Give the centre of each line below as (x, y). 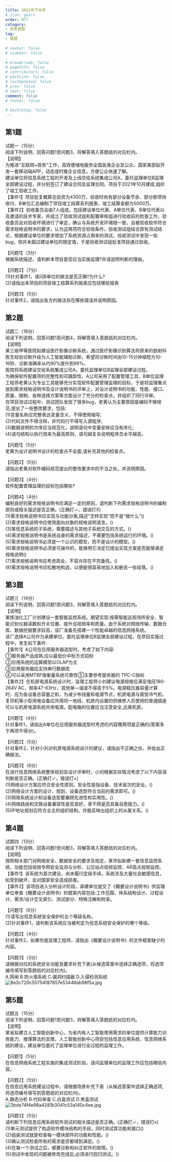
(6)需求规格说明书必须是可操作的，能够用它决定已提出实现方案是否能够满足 (84, 548)
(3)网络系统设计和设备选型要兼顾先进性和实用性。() (59, 798)
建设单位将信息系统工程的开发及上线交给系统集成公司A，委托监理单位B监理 (84, 178)
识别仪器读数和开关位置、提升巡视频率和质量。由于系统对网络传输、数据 (86, 624)
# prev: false (20, 86)
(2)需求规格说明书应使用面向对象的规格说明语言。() (59, 522)
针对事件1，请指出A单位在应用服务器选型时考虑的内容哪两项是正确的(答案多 (85, 724)
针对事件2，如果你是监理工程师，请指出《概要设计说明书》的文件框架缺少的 (85, 940)
